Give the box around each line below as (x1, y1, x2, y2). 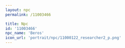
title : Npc (5, 21, 28, 26)
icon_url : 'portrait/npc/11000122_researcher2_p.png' (5, 35, 122, 40)
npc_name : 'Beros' (5, 31, 44, 36)
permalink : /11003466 (5, 12, 51, 17)
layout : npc (5, 7, 30, 13)
